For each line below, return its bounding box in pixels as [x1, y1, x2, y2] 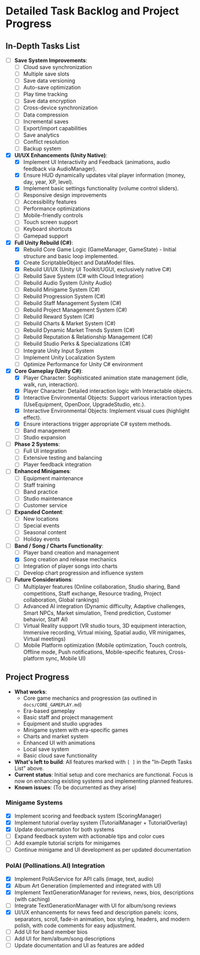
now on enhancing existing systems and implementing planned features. [14, 777, 193, 785]
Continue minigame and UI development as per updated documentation [14, 846, 191, 854]
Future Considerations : [14, 576, 73, 583]
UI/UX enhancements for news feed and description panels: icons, [14, 908, 179, 916]
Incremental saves [23, 118, 69, 125]
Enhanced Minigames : [14, 468, 71, 475]
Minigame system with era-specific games [23, 726, 129, 734]
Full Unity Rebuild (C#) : [14, 239, 73, 246]
